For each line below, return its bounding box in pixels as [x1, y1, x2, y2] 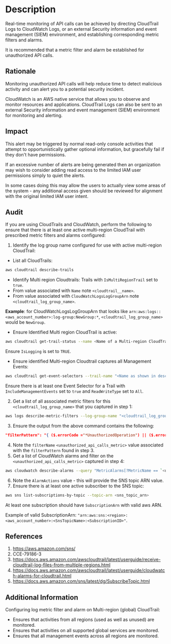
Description [5, 4, 56, 15]
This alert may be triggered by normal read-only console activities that [5, 141, 153, 147]
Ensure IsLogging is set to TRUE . [5, 348, 71, 354]
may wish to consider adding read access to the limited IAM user [5, 167, 141, 173]
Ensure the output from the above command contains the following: [12, 423, 154, 429]
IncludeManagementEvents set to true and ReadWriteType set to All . [5, 388, 144, 394]
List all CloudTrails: [12, 257, 53, 264]
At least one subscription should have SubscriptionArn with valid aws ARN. [5, 502, 163, 508]
